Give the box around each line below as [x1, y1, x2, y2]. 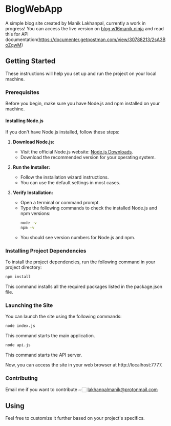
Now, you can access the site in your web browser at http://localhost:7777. [5, 362, 163, 368]
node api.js [5, 342, 31, 348]
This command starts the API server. [5, 352, 82, 358]
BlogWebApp [5, 3, 63, 15]
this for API [5, 31, 29, 37]
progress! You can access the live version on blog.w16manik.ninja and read [5, 25, 164, 31]
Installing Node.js [5, 118, 44, 124]
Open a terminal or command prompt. [20, 200, 100, 206]
